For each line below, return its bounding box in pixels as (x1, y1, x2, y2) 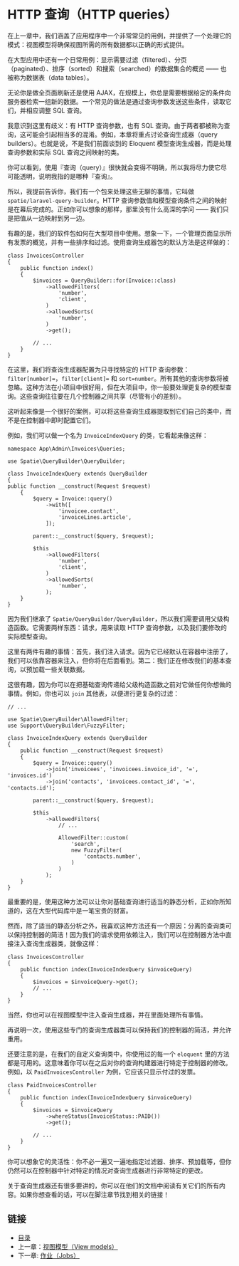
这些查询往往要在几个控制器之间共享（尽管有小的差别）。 (19, 392, 185, 400)
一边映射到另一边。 (31, 214, 89, 222)
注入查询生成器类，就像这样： (13, 939, 101, 948)
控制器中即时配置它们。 (26, 416, 95, 424)
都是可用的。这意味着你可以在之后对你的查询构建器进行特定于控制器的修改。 (7, 1058, 232, 1067)
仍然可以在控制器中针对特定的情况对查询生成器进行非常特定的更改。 (7, 1166, 207, 1175)
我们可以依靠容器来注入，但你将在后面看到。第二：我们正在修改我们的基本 (7, 656, 225, 664)
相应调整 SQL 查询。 (26, 106, 86, 115)
